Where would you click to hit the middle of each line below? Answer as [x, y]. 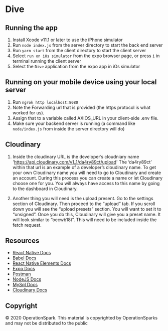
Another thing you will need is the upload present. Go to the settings [83, 198]
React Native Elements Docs [42, 263]
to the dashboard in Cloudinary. [45, 189]
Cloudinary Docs [30, 290]
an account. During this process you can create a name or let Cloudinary [88, 178]
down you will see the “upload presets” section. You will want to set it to [87, 209]
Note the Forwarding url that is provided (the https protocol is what [81, 107]
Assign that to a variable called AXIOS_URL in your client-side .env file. [86, 118]
